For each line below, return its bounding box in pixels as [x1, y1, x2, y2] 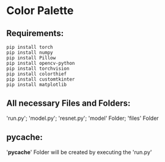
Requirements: [6, 28, 64, 39]
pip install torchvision [6, 65, 70, 72]
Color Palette [6, 4, 74, 18]
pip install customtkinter [6, 76, 75, 83]
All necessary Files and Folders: [6, 98, 131, 109]
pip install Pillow [6, 55, 56, 61]
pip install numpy [6, 50, 53, 56]
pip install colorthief [6, 71, 67, 77]
